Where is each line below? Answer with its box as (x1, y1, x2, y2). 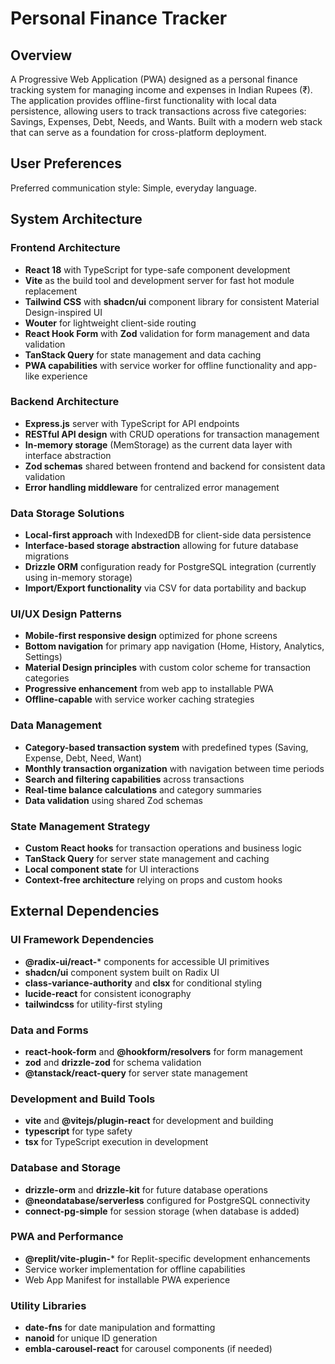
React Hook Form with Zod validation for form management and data (24, 327, 310, 339)
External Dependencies (10, 903, 160, 920)
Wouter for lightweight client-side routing (24, 317, 197, 329)
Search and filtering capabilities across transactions (24, 773, 245, 785)
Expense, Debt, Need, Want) (24, 752, 143, 764)
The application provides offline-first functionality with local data (10, 95, 277, 106)
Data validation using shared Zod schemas (24, 794, 203, 806)
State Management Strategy (10, 819, 151, 833)
